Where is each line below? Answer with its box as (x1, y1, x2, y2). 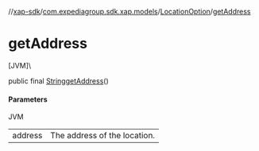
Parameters (8, 95, 48, 104)
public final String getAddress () (8, 75, 109, 86)
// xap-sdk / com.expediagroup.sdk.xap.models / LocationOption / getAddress (8, 7, 251, 16)
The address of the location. (50, 130, 156, 141)
